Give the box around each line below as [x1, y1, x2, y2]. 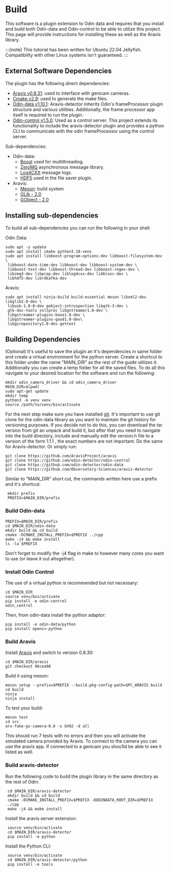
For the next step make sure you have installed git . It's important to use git [5, 411, 160, 417]
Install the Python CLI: [5, 843, 52, 849]
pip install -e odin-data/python [5, 621, 76, 627]
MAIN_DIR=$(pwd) [5, 385, 40, 390]
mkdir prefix [7, 491, 36, 496]
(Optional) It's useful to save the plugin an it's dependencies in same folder [5, 348, 162, 355]
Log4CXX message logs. [20, 169, 73, 175]
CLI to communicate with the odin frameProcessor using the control [12, 128, 155, 134]
